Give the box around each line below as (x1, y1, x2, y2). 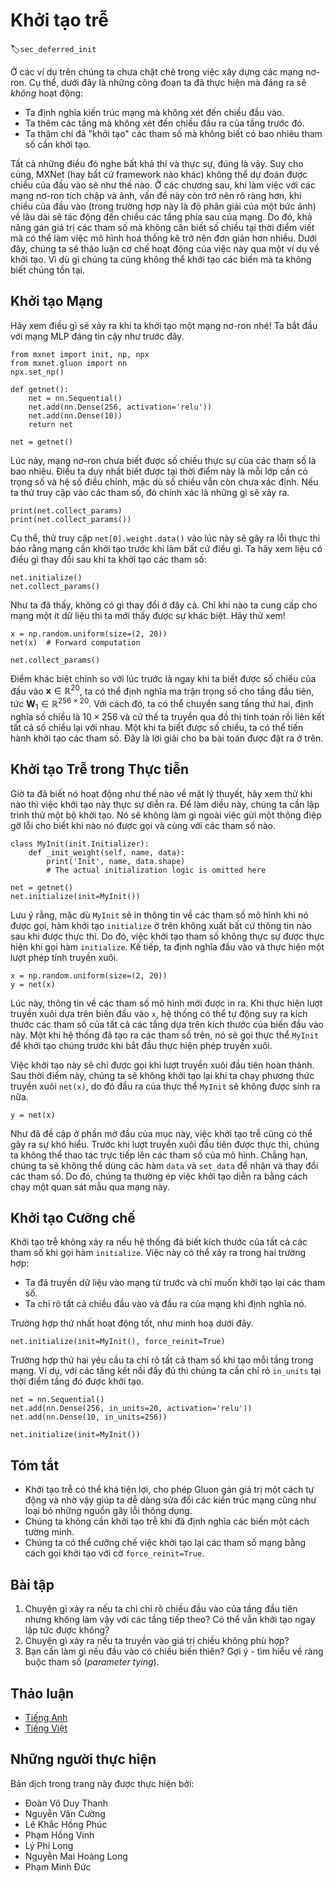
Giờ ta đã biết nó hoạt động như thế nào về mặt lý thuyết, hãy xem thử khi (10, 787, 313, 799)
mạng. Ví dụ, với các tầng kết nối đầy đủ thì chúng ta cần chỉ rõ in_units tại (10, 1365, 322, 1377)
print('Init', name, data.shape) (46, 856, 186, 866)
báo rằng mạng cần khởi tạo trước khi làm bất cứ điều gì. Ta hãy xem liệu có (10, 542, 323, 554)
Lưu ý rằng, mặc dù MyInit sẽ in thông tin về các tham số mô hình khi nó (10, 909, 309, 921)
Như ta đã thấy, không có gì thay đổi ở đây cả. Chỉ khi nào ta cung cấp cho (10, 599, 318, 611)
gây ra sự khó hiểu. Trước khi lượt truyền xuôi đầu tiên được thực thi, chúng (10, 1138, 320, 1150)
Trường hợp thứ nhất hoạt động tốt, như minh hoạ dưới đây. (10, 1317, 254, 1329)
